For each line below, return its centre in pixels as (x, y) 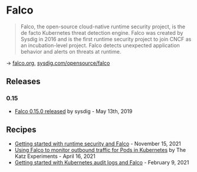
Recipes (21, 130)
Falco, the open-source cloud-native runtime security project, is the (103, 27)
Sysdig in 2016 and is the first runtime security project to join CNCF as (106, 39)
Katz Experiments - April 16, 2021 (55, 156)
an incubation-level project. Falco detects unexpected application (100, 45)
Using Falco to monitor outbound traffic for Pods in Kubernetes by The (100, 150)
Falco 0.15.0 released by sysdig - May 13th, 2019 (73, 111)
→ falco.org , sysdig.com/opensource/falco (58, 63)
